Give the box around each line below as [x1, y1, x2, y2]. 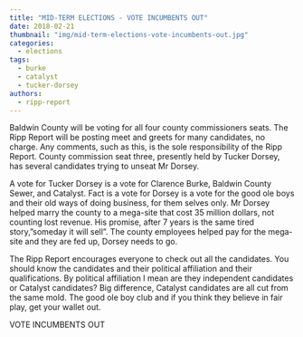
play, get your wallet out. [9, 302, 101, 313]
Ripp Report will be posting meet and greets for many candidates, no [9, 132, 265, 143]
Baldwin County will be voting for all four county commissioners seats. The [9, 122, 289, 133]
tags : [9, 55, 30, 64]
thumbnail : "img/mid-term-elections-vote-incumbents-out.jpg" [9, 30, 249, 39]
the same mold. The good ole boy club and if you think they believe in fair [9, 292, 283, 303]
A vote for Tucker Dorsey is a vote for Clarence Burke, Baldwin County [9, 178, 272, 189]
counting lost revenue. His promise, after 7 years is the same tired [9, 217, 255, 227]
